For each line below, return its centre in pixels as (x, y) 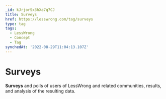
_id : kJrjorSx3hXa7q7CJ (30, 10)
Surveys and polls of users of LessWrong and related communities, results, (84, 85)
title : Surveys (21, 14)
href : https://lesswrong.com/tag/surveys (49, 19)
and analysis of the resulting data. (40, 91)
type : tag (16, 24)
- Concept (20, 38)
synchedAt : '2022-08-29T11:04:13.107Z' (47, 47)
